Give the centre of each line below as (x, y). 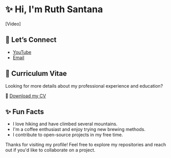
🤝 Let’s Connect (31, 40)
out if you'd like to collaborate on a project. (50, 150)
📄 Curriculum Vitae (36, 74)
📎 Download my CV (26, 96)
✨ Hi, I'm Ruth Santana (54, 9)
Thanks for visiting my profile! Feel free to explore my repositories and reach (86, 145)
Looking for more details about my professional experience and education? (84, 86)
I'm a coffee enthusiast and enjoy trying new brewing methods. (79, 129)
